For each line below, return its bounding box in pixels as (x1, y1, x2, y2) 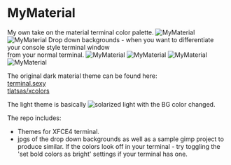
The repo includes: (7, 114, 62, 122)
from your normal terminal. (7, 51, 85, 59)
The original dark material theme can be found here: (7, 72, 157, 80)
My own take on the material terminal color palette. (7, 28, 154, 37)
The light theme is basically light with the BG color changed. (7, 100, 216, 108)
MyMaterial (7, 5, 76, 21)
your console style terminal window (7, 43, 110, 51)
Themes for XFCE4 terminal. (17, 127, 100, 136)
